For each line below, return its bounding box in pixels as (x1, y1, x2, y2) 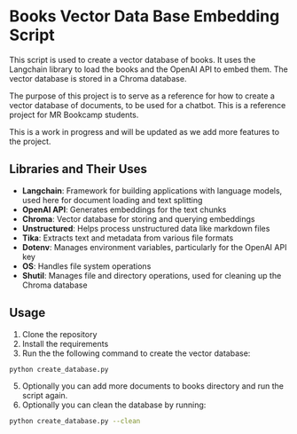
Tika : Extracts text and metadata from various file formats (21, 233, 234, 243)
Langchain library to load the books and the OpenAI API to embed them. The (9, 64, 288, 75)
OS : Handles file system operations (21, 260, 152, 272)
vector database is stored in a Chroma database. (9, 73, 187, 83)
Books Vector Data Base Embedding (9, 6, 280, 27)
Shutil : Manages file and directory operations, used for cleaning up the (21, 270, 282, 280)
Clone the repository (21, 328, 98, 339)
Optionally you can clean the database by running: (21, 399, 207, 410)
